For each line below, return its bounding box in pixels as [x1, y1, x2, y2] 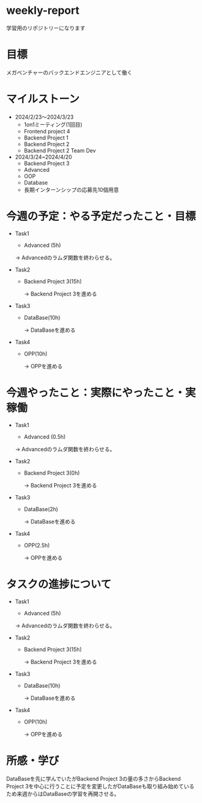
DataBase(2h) [23, 505, 58, 513]
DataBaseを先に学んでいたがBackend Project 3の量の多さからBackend [6, 775, 182, 782]
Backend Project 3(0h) [23, 469, 80, 477]
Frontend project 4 [23, 127, 70, 135]
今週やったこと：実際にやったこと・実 [6, 386, 197, 399]
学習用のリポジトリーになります [6, 24, 85, 31]
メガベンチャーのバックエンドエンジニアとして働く [6, 69, 133, 76]
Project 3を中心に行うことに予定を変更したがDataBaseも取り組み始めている [6, 782, 195, 790]
